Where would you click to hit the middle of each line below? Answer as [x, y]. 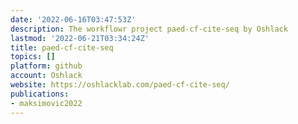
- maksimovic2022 [46, 103]
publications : [40, 94]
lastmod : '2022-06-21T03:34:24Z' [80, 38]
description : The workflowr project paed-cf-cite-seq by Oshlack [149, 29]
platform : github [46, 66]
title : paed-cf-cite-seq [62, 47]
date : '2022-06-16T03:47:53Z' [73, 19]
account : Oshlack [46, 76]
